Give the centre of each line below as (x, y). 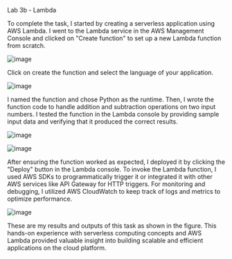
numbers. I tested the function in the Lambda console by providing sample (113, 114)
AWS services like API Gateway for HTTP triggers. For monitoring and (106, 184)
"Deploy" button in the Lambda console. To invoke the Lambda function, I (112, 169)
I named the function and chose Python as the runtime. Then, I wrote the (111, 99)
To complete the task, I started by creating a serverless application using (111, 23)
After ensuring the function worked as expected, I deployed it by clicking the (116, 162)
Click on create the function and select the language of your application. (110, 73)
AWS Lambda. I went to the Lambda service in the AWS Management (106, 31)
